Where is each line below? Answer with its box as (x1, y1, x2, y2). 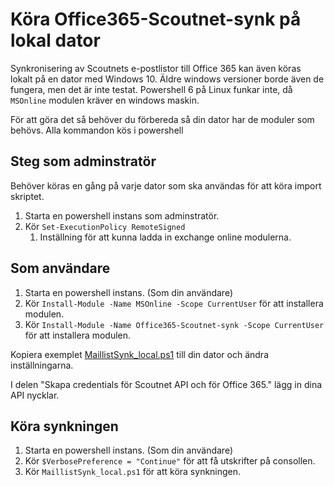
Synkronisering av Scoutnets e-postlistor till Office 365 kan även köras (10, 62, 302, 74)
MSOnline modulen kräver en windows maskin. (10, 94, 200, 106)
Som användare (10, 260, 111, 277)
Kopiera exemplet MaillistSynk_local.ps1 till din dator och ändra (10, 348, 269, 360)
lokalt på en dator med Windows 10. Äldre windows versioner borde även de (10, 73, 325, 85)
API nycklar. (10, 389, 60, 401)
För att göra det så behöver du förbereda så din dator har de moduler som (10, 113, 315, 125)
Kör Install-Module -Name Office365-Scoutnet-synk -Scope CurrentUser (24, 318, 325, 330)
